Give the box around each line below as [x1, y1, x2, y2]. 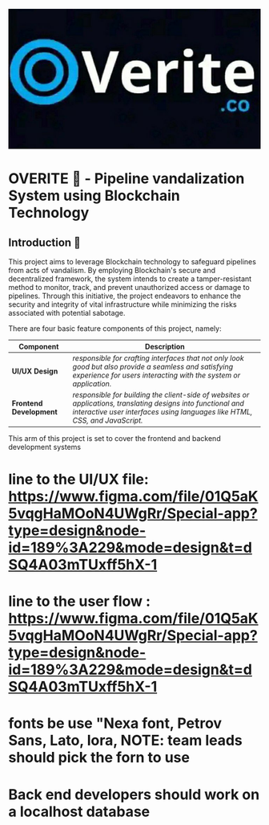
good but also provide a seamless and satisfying [72, 362, 234, 372]
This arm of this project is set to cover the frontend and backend [8, 433, 222, 443]
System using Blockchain [8, 186, 180, 205]
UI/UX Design [11, 366, 58, 376]
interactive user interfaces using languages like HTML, [72, 407, 253, 417]
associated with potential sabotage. [8, 308, 126, 318]
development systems [8, 442, 82, 451]
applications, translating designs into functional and [72, 398, 244, 408]
